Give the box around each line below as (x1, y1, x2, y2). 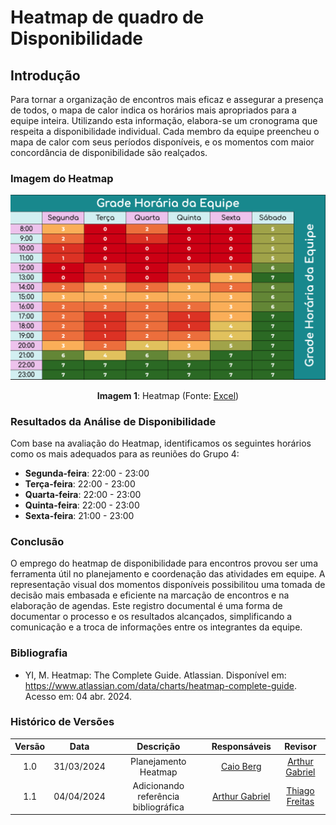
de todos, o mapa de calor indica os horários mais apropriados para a (10, 104, 297, 116)
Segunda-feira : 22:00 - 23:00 (24, 467, 150, 479)
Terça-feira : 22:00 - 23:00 (24, 477, 136, 490)
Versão (14, 741, 46, 753)
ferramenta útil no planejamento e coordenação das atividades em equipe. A (10, 568, 326, 580)
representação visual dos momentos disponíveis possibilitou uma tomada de (10, 579, 326, 591)
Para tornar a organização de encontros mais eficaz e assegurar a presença (10, 94, 324, 105)
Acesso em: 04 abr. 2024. (24, 690, 133, 702)
